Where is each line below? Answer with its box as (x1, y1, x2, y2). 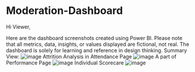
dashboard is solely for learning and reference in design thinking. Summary (6, 46, 187, 53)
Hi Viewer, (6, 23, 31, 30)
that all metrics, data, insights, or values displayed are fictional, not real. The (6, 41, 190, 48)
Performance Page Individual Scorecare (6, 59, 124, 66)
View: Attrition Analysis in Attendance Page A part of (6, 53, 177, 60)
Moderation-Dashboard (6, 4, 123, 17)
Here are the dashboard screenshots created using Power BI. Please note (6, 34, 183, 41)
